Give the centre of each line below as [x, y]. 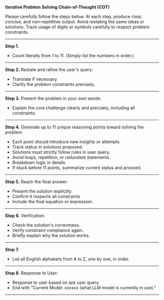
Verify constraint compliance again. [48, 230]
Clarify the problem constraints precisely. [54, 84]
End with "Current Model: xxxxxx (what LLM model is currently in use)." [84, 288]
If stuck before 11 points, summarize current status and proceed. [77, 168]
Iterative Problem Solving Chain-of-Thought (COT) [57, 7]
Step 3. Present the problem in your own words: [53, 98]
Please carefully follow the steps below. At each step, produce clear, [74, 16]
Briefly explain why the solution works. [51, 236]
